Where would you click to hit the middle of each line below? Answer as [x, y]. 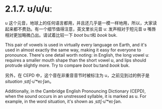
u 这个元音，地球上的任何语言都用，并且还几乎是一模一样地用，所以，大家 [79, 23]
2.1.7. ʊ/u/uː [29, 9]
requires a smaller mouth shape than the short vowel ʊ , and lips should [76, 60]
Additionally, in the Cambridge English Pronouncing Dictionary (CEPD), [75, 91]
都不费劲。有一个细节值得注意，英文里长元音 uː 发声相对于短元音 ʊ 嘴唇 [85, 29]
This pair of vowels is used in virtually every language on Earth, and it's [76, 45]
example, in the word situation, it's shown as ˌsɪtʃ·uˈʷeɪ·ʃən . [63, 101]
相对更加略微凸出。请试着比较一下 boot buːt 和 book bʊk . [61, 35]
